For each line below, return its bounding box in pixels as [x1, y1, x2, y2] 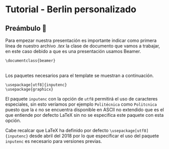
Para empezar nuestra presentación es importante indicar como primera [5, 37, 157, 43]
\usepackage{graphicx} [5, 87, 53, 92]
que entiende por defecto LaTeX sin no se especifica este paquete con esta [5, 112, 164, 118]
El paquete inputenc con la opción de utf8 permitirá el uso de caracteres [5, 96, 158, 102]
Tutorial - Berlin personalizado [5, 4, 136, 15]
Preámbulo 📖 [5, 24, 47, 33]
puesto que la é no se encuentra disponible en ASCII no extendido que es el [5, 107, 164, 113]
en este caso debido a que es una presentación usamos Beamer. [5, 48, 142, 54]
